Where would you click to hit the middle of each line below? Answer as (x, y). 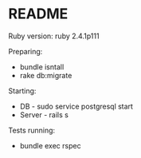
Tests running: (32, 130)
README (38, 14)
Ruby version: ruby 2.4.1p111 (54, 36)
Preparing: (25, 51)
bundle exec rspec (50, 145)
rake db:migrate (46, 75)
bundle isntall (42, 67)
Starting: (22, 91)
